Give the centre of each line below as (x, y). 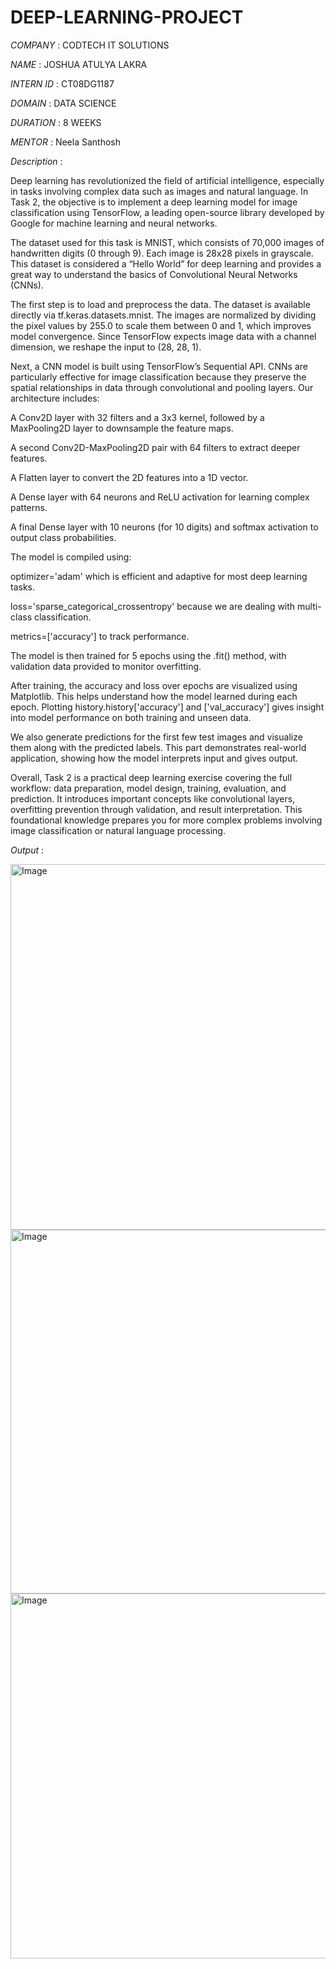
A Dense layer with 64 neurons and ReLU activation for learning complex (160, 497)
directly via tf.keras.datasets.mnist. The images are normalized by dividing (163, 315)
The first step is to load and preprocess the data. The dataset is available (160, 304)
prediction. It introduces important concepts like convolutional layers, (153, 798)
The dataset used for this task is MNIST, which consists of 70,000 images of (167, 242)
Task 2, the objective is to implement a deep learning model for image (154, 202)
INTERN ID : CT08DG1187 (62, 83)
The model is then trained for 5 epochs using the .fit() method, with (148, 655)
